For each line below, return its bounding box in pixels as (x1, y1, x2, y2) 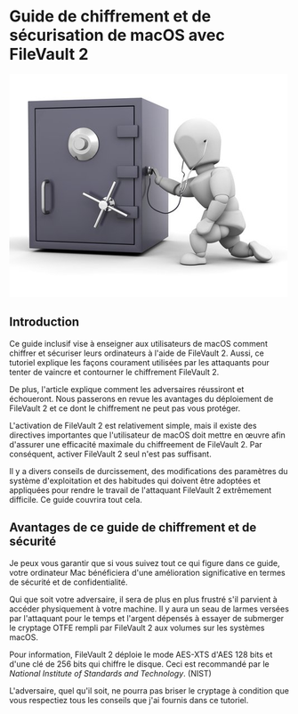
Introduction (9, 315, 80, 330)
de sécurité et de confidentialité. (9, 577, 128, 587)
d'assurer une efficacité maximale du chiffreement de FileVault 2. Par (9, 439, 262, 449)
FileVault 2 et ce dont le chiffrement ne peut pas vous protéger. (9, 403, 241, 414)
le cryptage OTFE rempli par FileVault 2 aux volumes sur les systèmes (9, 622, 265, 633)
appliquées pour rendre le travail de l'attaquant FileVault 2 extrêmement (9, 484, 272, 496)
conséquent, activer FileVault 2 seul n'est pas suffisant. (9, 448, 212, 459)
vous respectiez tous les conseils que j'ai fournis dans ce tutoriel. (9, 694, 249, 705)
